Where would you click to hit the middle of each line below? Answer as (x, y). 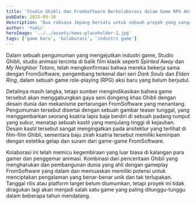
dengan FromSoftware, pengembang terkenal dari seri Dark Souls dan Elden (98, 74)
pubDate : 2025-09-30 (31, 17)
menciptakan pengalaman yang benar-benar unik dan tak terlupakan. (89, 177)
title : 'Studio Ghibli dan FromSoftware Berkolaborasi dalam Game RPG (94, 11)
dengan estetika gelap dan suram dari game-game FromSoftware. (85, 141)
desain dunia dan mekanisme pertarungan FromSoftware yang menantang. (96, 104)
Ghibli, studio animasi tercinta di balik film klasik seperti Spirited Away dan (95, 61)
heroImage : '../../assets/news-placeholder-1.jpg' (69, 33)
